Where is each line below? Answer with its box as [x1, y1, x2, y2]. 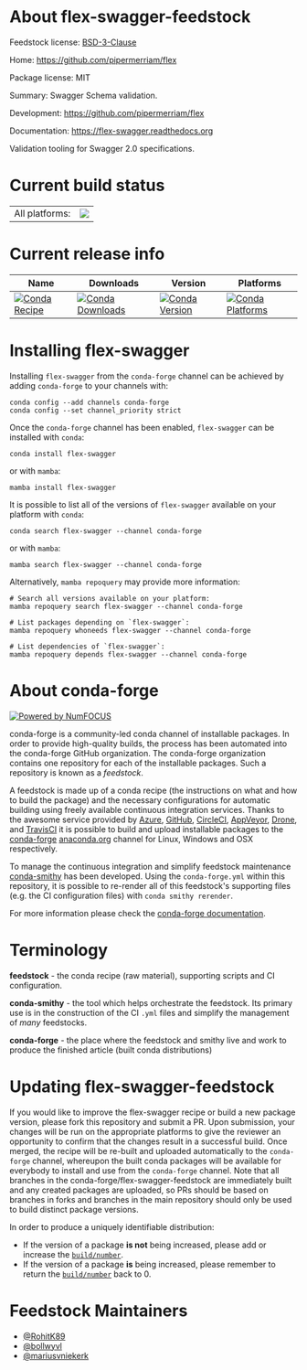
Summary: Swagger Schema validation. [9, 90, 158, 101]
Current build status [9, 176, 165, 196]
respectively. [9, 843, 58, 854]
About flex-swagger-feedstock [9, 6, 251, 27]
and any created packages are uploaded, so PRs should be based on [9, 1184, 269, 1195]
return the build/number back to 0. [22, 1268, 152, 1279]
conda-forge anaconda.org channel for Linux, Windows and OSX [9, 833, 254, 844]
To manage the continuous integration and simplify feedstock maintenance [9, 861, 291, 872]
